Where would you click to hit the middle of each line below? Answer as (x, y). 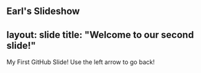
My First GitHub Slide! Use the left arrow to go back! (80, 62)
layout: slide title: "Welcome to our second (100, 35)
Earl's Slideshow (43, 11)
